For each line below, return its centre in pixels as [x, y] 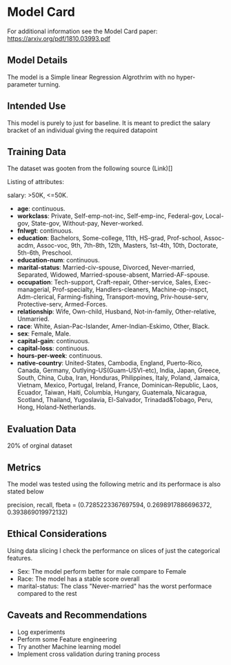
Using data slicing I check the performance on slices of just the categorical [114, 550]
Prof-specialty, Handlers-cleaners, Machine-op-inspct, [130, 290]
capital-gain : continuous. [53, 341]
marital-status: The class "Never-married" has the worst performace [114, 586]
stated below [26, 491]
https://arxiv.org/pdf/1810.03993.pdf [59, 38]
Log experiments [41, 632]
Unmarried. [33, 319]
